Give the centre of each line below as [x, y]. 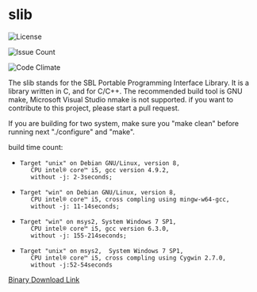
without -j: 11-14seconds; [75, 206]
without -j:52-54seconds [71, 265]
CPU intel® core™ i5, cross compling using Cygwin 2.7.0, [128, 258]
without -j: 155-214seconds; [79, 236]
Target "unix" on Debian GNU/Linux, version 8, [100, 163]
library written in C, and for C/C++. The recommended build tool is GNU [126, 91]
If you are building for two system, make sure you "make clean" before [124, 123]
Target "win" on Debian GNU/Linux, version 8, [98, 192]
